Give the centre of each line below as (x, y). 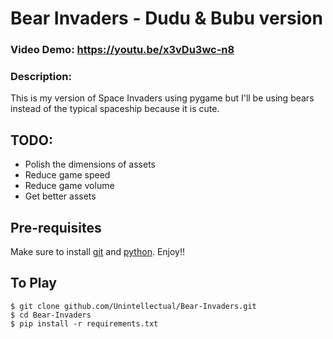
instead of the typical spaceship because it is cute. (115, 109)
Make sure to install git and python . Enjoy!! (97, 252)
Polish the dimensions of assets (90, 164)
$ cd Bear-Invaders (51, 315)
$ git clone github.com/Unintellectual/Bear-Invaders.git (133, 306)
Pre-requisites (56, 227)
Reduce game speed (67, 175)
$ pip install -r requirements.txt (84, 323)
